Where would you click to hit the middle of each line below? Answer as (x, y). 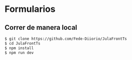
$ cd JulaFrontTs (23, 43)
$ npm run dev (19, 53)
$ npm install (19, 48)
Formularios (30, 9)
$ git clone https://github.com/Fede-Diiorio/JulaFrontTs (66, 39)
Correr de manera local (41, 28)
